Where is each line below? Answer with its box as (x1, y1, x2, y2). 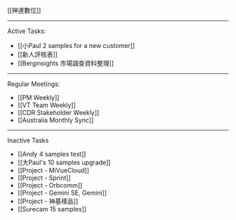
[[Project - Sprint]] (17, 173, 72, 182)
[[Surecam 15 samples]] (17, 205, 86, 213)
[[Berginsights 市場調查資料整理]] (17, 59, 114, 67)
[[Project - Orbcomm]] (17, 181, 83, 189)
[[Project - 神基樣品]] (17, 197, 79, 205)
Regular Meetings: (7, 80, 60, 88)
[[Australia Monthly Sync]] (17, 116, 94, 124)
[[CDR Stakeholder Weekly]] (17, 109, 100, 116)
